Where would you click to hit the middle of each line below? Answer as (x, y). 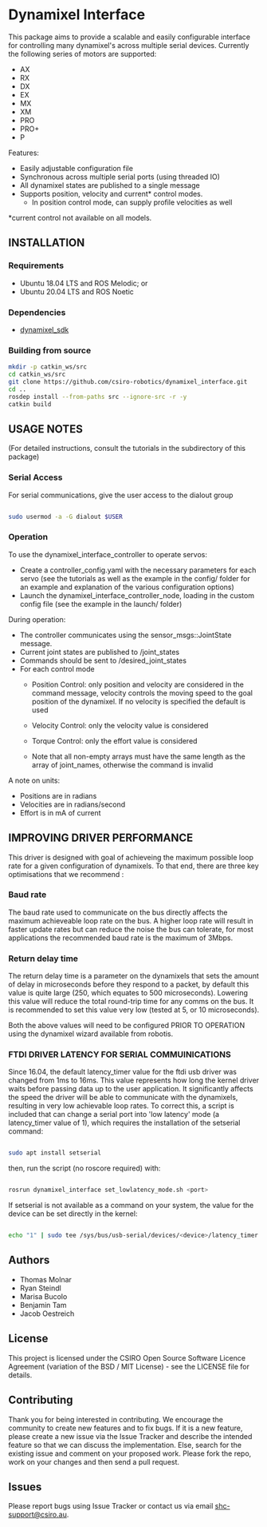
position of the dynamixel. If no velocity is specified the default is (138, 701)
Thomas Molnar (45, 1279)
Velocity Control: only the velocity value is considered (120, 725)
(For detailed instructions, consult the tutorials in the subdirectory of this (127, 449)
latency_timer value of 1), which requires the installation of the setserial (124, 1123)
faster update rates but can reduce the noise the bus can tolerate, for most (131, 929)
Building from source (50, 350)
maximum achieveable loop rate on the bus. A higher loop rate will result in (131, 920)
